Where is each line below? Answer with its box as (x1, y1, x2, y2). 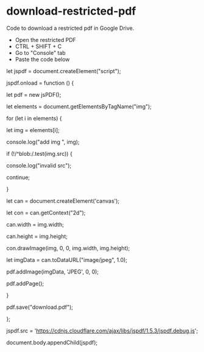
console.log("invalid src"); (6, 161, 72, 169)
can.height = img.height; (6, 233, 68, 240)
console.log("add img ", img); (6, 138, 80, 146)
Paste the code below (15, 55, 70, 63)
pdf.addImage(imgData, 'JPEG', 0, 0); (6, 268, 99, 275)
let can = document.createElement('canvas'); (6, 197, 120, 205)
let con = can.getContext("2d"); (6, 209, 86, 216)
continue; (6, 174, 30, 181)
